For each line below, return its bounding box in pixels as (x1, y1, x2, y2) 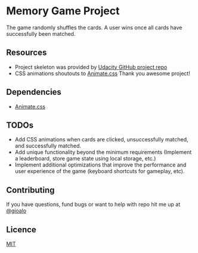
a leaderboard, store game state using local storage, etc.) (14, 155, 156, 162)
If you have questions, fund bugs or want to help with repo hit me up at (6, 201, 181, 208)
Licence (6, 224, 37, 235)
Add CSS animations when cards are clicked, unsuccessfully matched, (14, 136, 189, 143)
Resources (6, 48, 47, 58)
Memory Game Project (6, 4, 120, 18)
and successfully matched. (14, 142, 82, 150)
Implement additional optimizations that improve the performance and (14, 161, 187, 168)
